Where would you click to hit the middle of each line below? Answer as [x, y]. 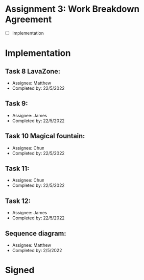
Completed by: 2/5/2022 [37, 251]
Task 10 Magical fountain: [45, 136]
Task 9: [17, 104]
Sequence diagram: [36, 233]
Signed [20, 270]
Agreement [28, 19]
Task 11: [17, 168]
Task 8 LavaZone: [33, 71]
